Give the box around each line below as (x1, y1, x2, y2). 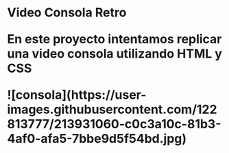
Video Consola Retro (7, 5, 127, 21)
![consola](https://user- (7, 87, 147, 103)
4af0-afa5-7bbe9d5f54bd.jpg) (7, 131, 187, 147)
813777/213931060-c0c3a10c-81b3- (7, 117, 221, 132)
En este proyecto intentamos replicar (7, 32, 222, 47)
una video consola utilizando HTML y (7, 46, 223, 62)
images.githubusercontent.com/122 (7, 102, 217, 117)
